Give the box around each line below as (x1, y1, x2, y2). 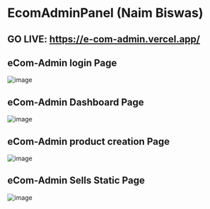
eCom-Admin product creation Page (7, 136, 170, 148)
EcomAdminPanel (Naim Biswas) (7, 5, 204, 21)
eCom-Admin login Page (7, 56, 117, 68)
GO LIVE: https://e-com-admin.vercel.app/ (7, 33, 200, 45)
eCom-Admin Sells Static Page (7, 174, 145, 186)
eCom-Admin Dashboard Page (7, 96, 144, 108)
